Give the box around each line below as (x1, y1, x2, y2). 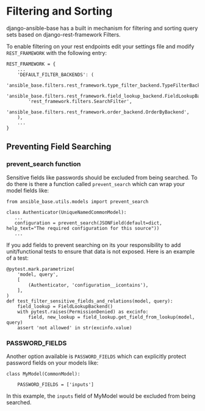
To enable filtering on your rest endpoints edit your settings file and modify (6, 43, 195, 50)
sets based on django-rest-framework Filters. (6, 30, 121, 38)
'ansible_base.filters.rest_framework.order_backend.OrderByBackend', (6, 109, 190, 115)
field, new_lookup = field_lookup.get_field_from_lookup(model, (28, 314, 195, 320)
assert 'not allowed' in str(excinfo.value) (17, 324, 132, 331)
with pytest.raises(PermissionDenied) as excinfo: (17, 309, 149, 315)
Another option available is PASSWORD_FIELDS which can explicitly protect (6, 352, 186, 360)
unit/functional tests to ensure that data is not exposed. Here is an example (6, 248, 195, 255)
